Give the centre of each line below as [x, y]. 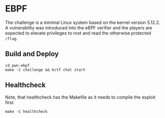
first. [10, 102]
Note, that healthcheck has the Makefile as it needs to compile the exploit [80, 97]
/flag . [11, 38]
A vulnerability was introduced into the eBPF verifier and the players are [79, 27]
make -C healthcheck [27, 112]
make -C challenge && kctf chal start [45, 70]
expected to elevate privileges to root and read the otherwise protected [78, 33]
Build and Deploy [32, 54]
